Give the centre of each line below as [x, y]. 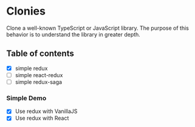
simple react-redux [39, 75]
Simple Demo [26, 98]
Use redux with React [42, 118]
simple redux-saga [39, 82]
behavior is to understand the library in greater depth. [74, 34]
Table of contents [40, 54]
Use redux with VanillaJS [46, 111]
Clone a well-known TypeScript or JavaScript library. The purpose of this [98, 28]
